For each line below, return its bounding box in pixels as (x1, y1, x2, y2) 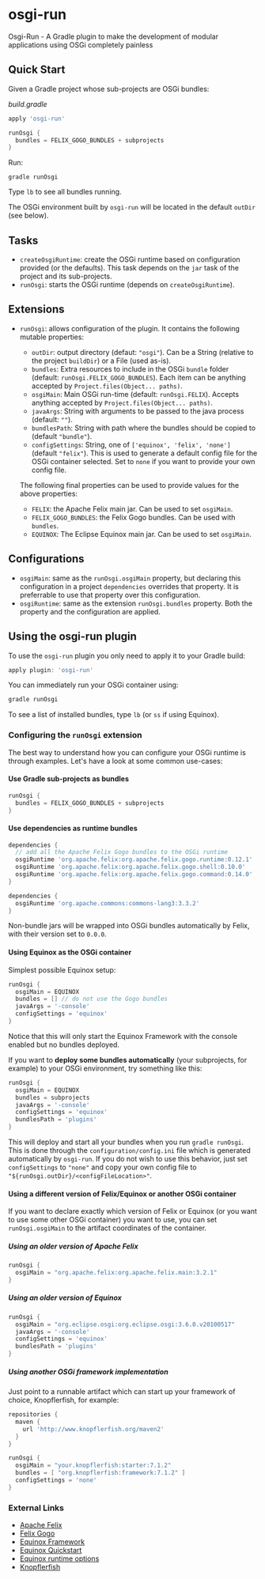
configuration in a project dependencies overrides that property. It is (19, 581, 239, 591)
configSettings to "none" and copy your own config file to (8, 1162, 197, 1172)
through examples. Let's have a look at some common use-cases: (8, 756, 223, 765)
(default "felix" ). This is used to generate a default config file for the (31, 448, 258, 458)
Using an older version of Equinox (8, 1293, 123, 1302)
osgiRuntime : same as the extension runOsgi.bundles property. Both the (19, 599, 253, 608)
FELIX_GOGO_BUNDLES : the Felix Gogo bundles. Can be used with (31, 512, 236, 522)
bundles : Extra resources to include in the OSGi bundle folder (31, 364, 229, 373)
